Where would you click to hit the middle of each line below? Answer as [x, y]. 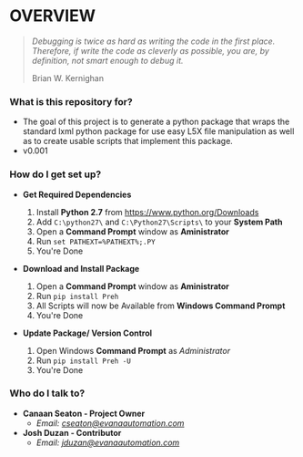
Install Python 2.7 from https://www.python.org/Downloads [147, 212]
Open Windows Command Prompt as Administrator [133, 350]
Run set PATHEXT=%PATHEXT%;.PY [96, 241]
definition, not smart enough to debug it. [107, 60]
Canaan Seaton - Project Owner [84, 413]
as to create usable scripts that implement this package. [128, 141]
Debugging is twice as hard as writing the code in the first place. [153, 41]
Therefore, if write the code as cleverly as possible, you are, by [151, 50]
